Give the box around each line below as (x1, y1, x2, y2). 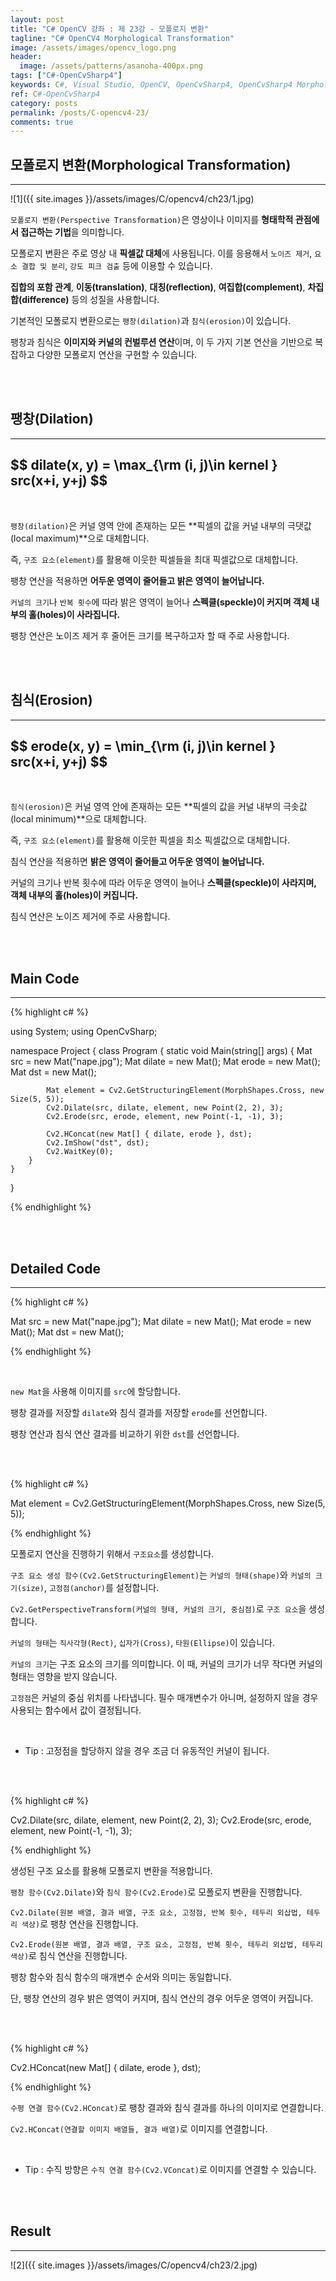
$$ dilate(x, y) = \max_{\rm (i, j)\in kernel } (10, 457, 278, 474)
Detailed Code (10, 1260, 101, 1277)
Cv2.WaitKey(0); (46, 1147, 114, 1157)
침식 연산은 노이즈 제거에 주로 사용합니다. (10, 911, 171, 923)
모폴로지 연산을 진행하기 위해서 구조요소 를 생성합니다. (10, 1547, 215, 1560)
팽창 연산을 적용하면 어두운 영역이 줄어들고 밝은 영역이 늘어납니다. (10, 574, 265, 586)
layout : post (10, 14, 65, 25)
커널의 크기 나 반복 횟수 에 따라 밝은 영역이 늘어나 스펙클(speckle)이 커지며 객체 (10, 596, 310, 608)
